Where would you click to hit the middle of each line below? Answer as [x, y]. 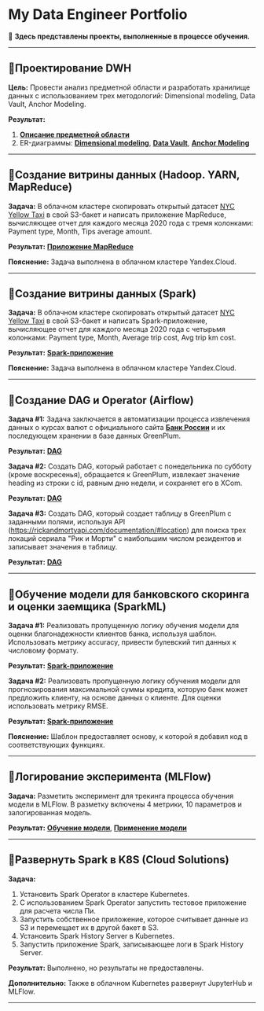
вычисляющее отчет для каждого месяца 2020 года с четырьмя [117, 329]
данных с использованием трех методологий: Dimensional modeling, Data [132, 95]
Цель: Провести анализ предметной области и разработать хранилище [129, 87]
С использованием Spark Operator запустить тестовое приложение [133, 903]
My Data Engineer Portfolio [98, 15]
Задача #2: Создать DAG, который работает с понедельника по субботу [130, 466]
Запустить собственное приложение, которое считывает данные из [134, 919]
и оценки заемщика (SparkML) [87, 607]
